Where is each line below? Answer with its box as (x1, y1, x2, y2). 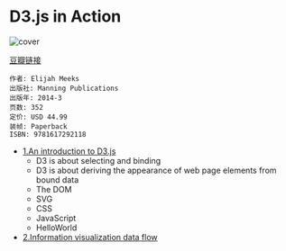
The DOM (35, 184, 72, 194)
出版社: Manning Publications (9, 84, 119, 93)
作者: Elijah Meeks (9, 74, 80, 83)
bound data (35, 174, 79, 185)
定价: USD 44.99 (9, 112, 68, 121)
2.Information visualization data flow (22, 231, 158, 242)
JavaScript (35, 212, 77, 223)
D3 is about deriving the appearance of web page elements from (35, 165, 277, 175)
